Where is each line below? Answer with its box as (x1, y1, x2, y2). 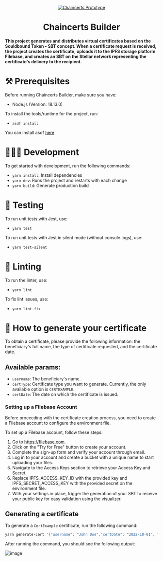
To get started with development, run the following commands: (5, 163, 131, 168)
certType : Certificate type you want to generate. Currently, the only (12, 381, 147, 387)
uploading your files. (12, 459, 53, 465)
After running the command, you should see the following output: (5, 541, 135, 547)
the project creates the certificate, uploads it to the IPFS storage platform (5, 48, 156, 54)
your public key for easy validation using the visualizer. (12, 496, 122, 502)
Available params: (5, 363, 61, 371)
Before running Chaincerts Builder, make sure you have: (5, 92, 117, 97)
